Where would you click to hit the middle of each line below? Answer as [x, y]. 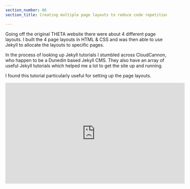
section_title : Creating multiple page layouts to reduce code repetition [87, 15]
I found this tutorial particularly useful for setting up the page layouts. [78, 75]
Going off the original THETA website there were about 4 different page [81, 34]
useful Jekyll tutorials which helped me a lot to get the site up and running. [84, 66]
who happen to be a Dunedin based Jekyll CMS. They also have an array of [85, 60]
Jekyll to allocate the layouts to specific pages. [55, 45]
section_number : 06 [26, 10]
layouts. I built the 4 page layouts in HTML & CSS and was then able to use [84, 39]
